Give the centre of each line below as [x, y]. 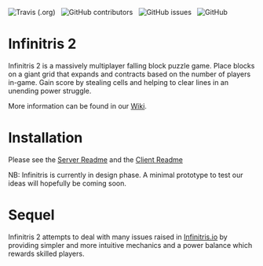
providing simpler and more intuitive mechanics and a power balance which [130, 245]
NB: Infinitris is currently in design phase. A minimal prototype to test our [126, 175]
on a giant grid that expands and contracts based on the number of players [130, 74]
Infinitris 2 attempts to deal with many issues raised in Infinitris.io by [118, 237]
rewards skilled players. [46, 253]
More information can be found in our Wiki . [78, 105]
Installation [46, 138]
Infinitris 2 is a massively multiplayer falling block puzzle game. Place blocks [131, 65]
